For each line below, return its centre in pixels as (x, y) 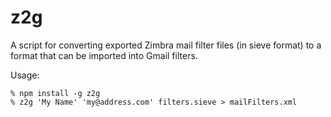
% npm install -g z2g (55, 93)
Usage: (25, 75)
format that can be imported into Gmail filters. (104, 55)
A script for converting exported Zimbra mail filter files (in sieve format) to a (166, 45)
